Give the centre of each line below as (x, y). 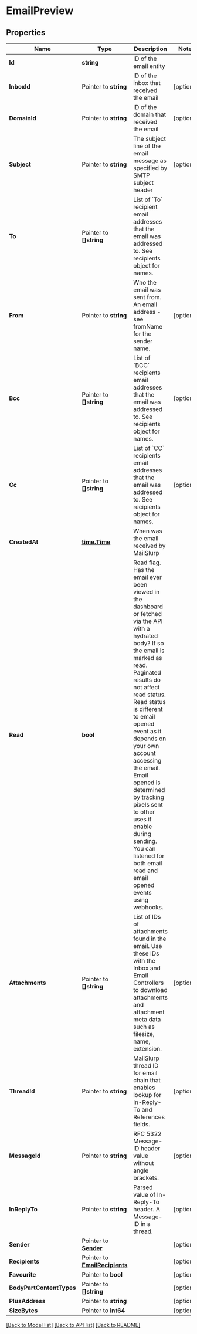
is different (148, 709)
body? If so (148, 643)
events (142, 893)
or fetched (147, 614)
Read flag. (147, 563)
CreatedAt (24, 542)
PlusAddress (27, 1301)
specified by (150, 168)
